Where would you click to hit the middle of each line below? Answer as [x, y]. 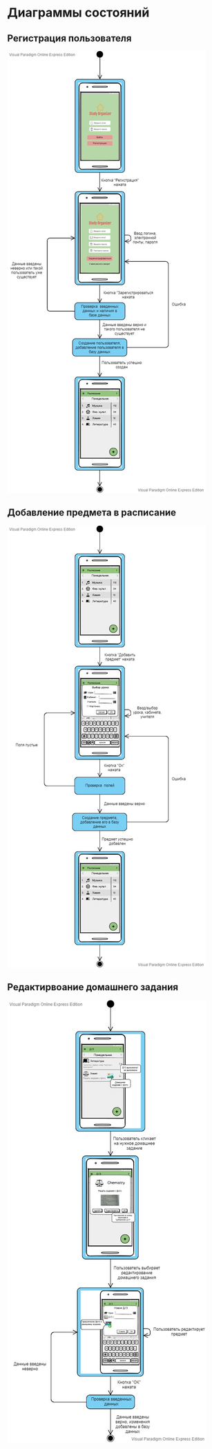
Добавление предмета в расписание [92, 513]
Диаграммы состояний [78, 13]
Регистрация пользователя [69, 38]
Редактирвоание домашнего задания [93, 987]
